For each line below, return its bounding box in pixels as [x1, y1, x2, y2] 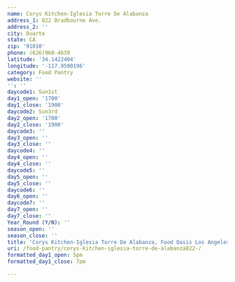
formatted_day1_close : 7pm [7, 258, 86, 265]
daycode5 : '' [7, 166, 45, 174]
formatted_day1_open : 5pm [7, 252, 83, 259]
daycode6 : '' [7, 187, 45, 194]
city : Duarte [7, 29, 45, 37]
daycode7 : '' [7, 199, 45, 207]
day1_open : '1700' [7, 95, 61, 102]
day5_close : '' [7, 180, 52, 187]
